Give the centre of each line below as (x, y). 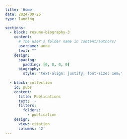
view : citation (34, 124)
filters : (27, 106)
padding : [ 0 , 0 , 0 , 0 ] (46, 65)
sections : (15, 28)
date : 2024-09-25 (23, 14)
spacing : (27, 60)
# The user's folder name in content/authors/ (67, 42)
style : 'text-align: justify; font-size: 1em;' (73, 74)
